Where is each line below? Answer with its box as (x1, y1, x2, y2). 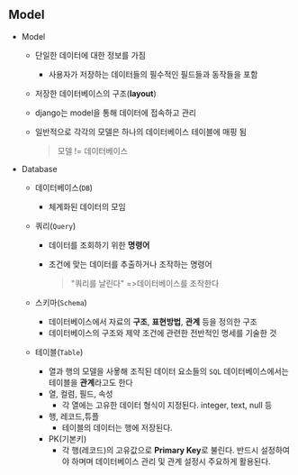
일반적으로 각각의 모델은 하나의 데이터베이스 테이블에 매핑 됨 (34, 126, 247, 137)
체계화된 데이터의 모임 (48, 201, 127, 212)
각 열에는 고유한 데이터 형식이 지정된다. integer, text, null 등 (61, 399, 273, 410)
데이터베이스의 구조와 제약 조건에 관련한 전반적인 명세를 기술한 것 (48, 327, 277, 338)
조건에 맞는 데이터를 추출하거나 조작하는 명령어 (48, 259, 212, 269)
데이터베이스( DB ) (34, 182, 94, 193)
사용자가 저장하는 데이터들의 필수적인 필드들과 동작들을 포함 (48, 69, 258, 79)
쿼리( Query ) (34, 220, 77, 231)
